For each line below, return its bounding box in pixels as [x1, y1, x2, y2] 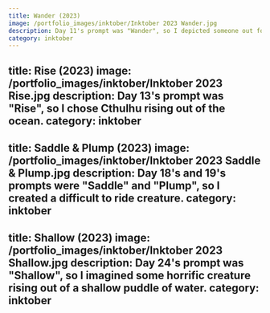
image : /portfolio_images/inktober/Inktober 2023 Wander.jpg [8, 19, 218, 27]
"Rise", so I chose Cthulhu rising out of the [8, 101, 226, 115]
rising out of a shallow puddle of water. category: [8, 282, 260, 295]
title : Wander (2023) [8, 11, 81, 20]
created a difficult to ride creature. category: [8, 192, 237, 205]
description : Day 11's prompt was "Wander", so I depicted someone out [8, 26, 253, 35]
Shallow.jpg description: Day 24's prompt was [8, 256, 244, 270]
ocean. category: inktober [8, 114, 142, 128]
